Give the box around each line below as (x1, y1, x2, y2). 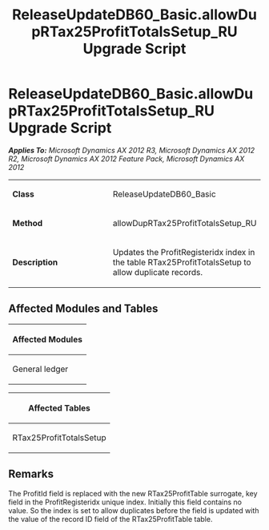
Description (12, 257, 58, 268)
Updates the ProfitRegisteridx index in (112, 246, 255, 257)
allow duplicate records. (112, 266, 203, 277)
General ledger (12, 363, 69, 374)
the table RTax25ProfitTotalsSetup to (112, 257, 251, 268)
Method (12, 217, 43, 229)
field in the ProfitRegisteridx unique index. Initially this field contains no (8, 497, 243, 507)
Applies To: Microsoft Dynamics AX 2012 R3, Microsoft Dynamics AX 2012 (8, 145, 255, 155)
